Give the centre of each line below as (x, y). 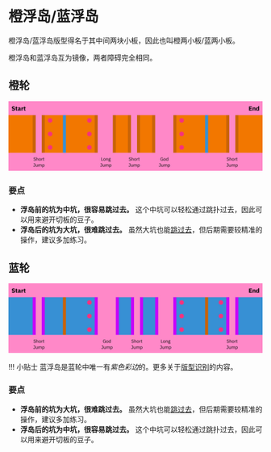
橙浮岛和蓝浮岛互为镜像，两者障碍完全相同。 (83, 57)
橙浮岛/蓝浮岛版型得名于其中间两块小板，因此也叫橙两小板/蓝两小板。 (124, 40)
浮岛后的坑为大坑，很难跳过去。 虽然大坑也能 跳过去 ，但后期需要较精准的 (141, 230)
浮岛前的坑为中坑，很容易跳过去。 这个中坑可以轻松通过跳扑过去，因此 (138, 210)
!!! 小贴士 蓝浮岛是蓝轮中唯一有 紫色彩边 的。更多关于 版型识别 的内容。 (123, 367)
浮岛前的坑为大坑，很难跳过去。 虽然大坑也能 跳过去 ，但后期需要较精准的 (141, 409)
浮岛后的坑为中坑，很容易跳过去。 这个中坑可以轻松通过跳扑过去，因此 (138, 429)
